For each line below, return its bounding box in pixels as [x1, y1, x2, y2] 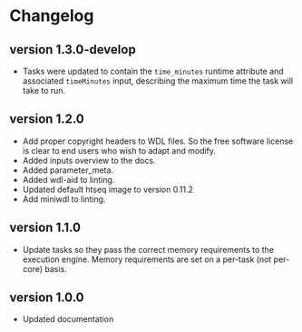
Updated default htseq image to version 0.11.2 [22, 184, 193, 195]
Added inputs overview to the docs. [22, 155, 156, 166]
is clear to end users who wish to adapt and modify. [22, 145, 216, 156]
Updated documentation [22, 314, 114, 325]
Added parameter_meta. [22, 165, 114, 176]
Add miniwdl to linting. [22, 193, 106, 205]
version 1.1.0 [9, 220, 82, 236]
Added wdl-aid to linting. [22, 174, 115, 185]
